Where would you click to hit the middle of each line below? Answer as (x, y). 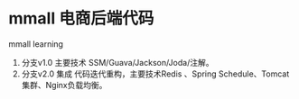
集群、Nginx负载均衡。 (64, 85)
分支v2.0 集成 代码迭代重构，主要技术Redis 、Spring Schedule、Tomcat (155, 74)
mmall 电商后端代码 (81, 18)
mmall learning (36, 44)
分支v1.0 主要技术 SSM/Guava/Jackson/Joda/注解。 (117, 62)
